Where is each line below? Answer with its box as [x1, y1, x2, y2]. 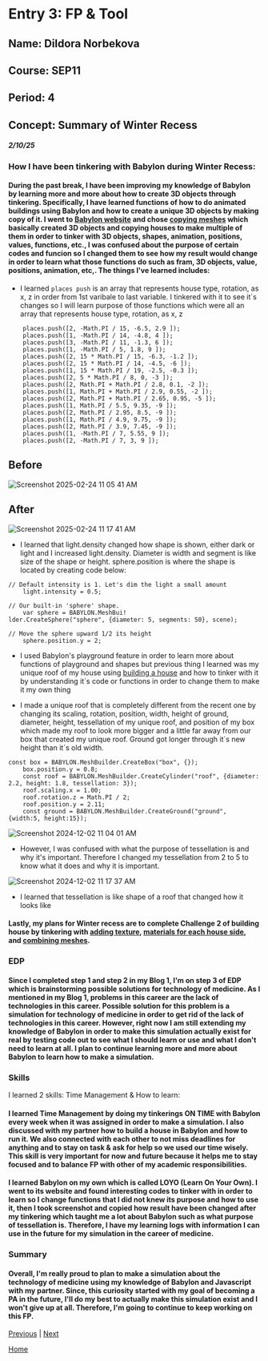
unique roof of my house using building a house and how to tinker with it [19, 668, 258, 677]
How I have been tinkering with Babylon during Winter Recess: [8, 161, 256, 172]
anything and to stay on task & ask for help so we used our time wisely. [8, 1142, 249, 1152]
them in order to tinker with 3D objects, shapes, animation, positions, [8, 231, 242, 241]
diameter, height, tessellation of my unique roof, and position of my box [19, 717, 255, 727]
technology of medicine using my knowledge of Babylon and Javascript [8, 1277, 252, 1287]
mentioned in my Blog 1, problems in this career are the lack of [8, 992, 219, 1002]
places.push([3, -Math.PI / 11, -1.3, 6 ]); [22, 338, 174, 347]
